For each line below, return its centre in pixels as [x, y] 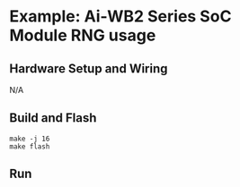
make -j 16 [30, 139]
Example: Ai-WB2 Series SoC [120, 17]
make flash [30, 146]
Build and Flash [53, 118]
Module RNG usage [83, 35]
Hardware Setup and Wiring [89, 68]
